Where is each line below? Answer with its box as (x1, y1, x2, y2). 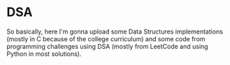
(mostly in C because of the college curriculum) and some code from (6, 34, 206, 43)
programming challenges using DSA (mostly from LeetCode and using (6, 42, 208, 50)
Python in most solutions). (6, 50, 82, 58)
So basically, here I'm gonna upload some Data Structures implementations (6, 27, 224, 36)
